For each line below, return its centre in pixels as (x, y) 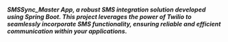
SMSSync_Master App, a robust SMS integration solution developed (106, 9)
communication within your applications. (67, 31)
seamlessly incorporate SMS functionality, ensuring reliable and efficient (114, 24)
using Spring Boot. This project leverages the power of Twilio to (99, 16)
